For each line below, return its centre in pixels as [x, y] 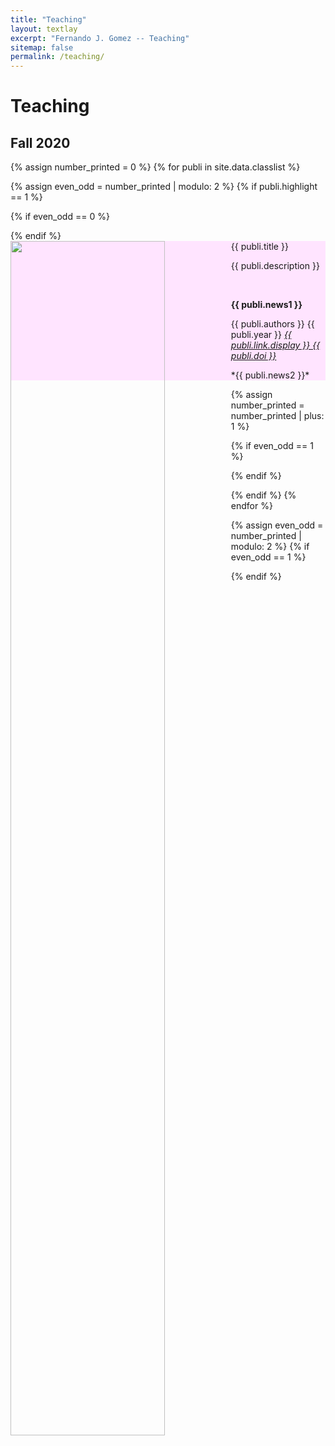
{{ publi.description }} [275, 266]
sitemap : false [42, 47]
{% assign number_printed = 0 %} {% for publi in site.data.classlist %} [155, 167]
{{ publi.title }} [259, 247]
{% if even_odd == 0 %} [60, 217]
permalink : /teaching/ [57, 57]
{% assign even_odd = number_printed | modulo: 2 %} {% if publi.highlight [164, 187]
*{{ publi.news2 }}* [270, 375]
